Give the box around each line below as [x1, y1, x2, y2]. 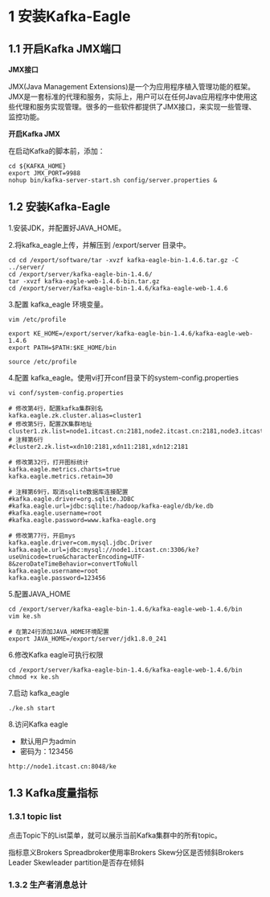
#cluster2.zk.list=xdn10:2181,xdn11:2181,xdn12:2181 [8, 442, 189, 451]
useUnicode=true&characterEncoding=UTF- [8, 553, 146, 561]
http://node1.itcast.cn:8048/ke [8, 762, 117, 771]
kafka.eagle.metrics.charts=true [8, 465, 121, 473]
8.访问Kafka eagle [8, 719, 68, 729]
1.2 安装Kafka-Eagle [8, 200, 111, 214]
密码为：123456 [19, 746, 74, 756]
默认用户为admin [19, 736, 76, 746]
